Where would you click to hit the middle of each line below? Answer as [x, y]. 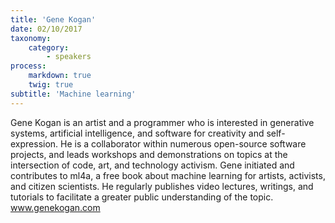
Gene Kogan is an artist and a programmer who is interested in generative [162, 122]
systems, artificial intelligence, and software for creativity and [137, 133]
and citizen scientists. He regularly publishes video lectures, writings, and [162, 186]
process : [28, 66]
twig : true [51, 85]
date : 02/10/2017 [46, 29]
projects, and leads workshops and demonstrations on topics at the [149, 154]
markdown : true [60, 76]
